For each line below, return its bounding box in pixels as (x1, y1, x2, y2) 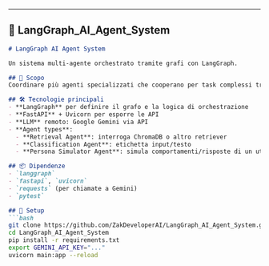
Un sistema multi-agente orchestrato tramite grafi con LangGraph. (8, 59, 239, 67)
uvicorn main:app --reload (8, 251, 98, 259)
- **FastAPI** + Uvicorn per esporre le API (8, 111, 159, 119)
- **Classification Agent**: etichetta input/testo (15, 140, 192, 148)
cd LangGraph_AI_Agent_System (8, 229, 110, 237)
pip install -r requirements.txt (8, 236, 120, 244)
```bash (8, 214, 34, 222)
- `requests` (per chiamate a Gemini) (8, 184, 138, 192)
